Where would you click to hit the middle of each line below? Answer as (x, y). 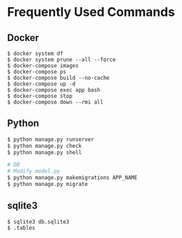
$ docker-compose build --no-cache (58, 78)
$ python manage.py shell (44, 152)
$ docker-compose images (43, 66)
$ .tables (21, 228)
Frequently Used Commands (91, 12)
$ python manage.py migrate (48, 185)
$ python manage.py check (44, 146)
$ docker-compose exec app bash (54, 90)
